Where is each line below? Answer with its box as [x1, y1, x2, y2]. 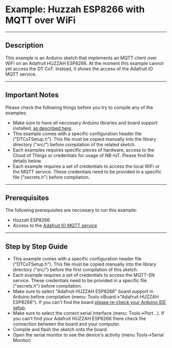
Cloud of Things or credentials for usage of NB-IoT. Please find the [12, 152, 154, 158]
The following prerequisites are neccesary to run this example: [5, 207, 137, 213]
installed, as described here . [12, 125, 73, 131]
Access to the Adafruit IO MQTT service [12, 223, 97, 229]
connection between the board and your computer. [12, 321, 120, 327]
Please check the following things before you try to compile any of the [5, 104, 154, 111]
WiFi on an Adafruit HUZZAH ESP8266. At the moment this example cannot [5, 60, 164, 66]
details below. [12, 158, 42, 164]
